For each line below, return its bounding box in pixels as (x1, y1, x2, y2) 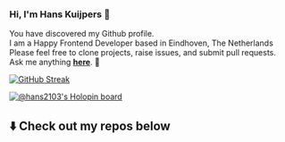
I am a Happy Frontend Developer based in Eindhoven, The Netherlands (9, 38, 274, 48)
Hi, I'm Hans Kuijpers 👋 (9, 8, 111, 21)
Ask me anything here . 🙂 (9, 57, 101, 68)
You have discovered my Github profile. (9, 29, 155, 39)
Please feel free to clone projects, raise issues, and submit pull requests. (9, 47, 277, 58)
